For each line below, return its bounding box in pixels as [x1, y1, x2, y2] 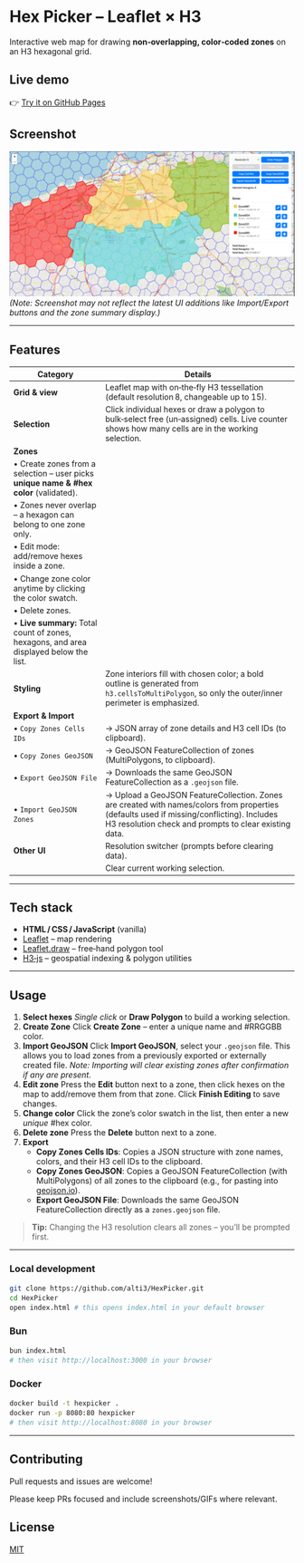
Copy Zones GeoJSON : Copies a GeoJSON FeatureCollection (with [35, 1166, 288, 1177]
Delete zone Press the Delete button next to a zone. [22, 1127, 217, 1138]
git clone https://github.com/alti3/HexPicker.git [9, 1284, 204, 1293]
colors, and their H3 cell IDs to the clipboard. [35, 1156, 204, 1167]
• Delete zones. [13, 604, 71, 615]
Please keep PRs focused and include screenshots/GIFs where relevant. [9, 1493, 278, 1504]
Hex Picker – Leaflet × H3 [9, 6, 202, 27]
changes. [22, 1098, 58, 1109]
